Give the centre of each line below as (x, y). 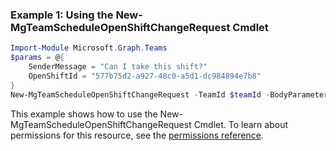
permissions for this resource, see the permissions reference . (137, 135)
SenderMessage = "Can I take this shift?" (118, 67)
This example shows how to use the (84, 114)
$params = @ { (37, 58)
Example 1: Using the (62, 15)
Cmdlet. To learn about (241, 124)
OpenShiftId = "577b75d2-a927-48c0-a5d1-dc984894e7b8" (145, 76)
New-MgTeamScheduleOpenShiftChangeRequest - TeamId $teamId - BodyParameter (169, 94)
